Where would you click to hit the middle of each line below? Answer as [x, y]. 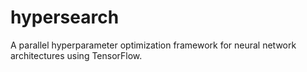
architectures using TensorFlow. [76, 55]
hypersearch [65, 17]
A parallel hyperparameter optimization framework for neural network [153, 45]
